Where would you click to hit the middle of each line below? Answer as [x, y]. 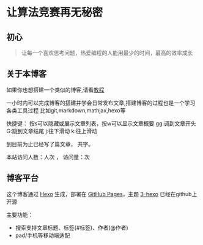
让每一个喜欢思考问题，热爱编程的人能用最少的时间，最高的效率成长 [107, 53]
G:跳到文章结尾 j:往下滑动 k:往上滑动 [52, 131]
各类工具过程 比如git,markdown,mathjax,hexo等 [66, 110]
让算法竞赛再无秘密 [55, 13]
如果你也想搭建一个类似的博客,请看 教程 [56, 90]
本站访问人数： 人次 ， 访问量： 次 [48, 157]
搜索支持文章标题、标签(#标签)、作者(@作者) [72, 227]
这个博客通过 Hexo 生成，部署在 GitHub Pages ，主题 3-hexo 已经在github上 [102, 194]
